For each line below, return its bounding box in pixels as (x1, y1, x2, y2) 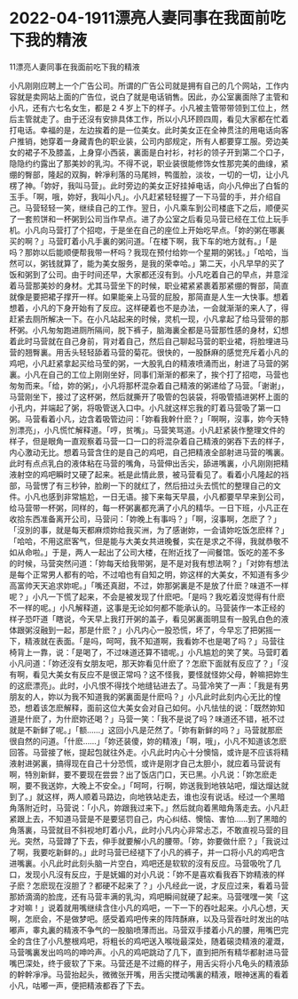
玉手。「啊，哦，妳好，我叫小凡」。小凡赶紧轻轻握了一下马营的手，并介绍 (9, 191, 273, 202)
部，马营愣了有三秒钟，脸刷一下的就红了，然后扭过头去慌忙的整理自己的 (9, 480, 273, 491)
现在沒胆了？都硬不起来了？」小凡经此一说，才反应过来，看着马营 (47, 880, 289, 891)
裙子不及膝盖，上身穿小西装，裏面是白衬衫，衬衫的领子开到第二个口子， (24, 147, 289, 157)
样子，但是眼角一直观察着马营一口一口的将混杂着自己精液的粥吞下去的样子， (9, 436, 289, 446)
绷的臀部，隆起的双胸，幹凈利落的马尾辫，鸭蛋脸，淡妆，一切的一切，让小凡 (9, 169, 289, 180)
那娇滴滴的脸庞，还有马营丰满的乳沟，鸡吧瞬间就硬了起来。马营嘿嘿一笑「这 (9, 891, 289, 902)
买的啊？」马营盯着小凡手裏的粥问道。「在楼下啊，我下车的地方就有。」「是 (9, 236, 278, 246)
